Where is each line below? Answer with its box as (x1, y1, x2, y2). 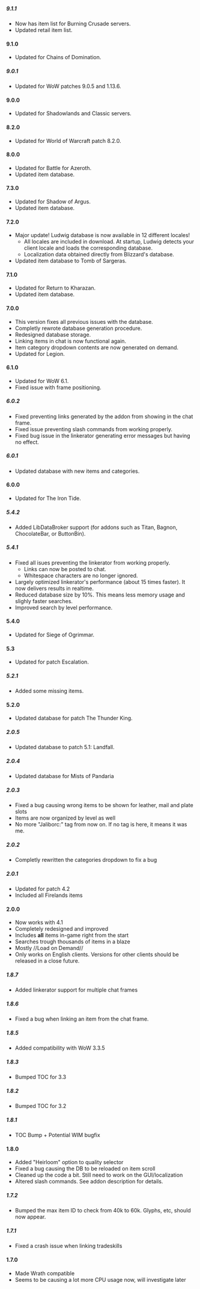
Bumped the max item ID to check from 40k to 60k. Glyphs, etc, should (14, 1207, 191, 1214)
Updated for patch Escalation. (14, 658, 89, 666)
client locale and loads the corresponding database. (23, 244, 153, 252)
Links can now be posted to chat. (23, 565, 106, 572)
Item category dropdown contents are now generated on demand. (14, 344, 179, 351)
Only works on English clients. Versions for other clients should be (14, 951, 179, 958)
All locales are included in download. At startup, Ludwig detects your (23, 238, 195, 245)
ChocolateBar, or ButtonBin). (14, 530, 86, 537)
